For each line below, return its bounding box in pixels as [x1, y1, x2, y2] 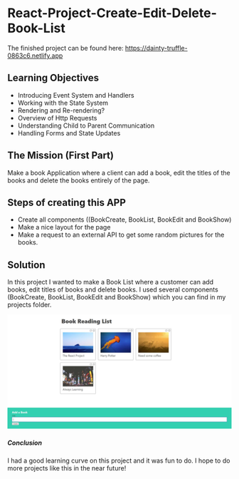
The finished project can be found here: [7, 43, 124, 52]
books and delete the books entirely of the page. [7, 176, 150, 185]
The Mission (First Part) [7, 150, 114, 162]
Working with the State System [17, 98, 109, 107]
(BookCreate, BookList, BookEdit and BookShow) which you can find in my [7, 293, 226, 302]
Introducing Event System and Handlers [17, 91, 134, 99]
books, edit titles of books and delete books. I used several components [7, 285, 218, 294]
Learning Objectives [7, 72, 100, 84]
